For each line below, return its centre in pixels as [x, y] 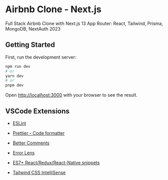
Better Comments [31, 143]
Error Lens [24, 153]
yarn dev [14, 76]
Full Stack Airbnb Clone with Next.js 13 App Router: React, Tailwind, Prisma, [84, 23]
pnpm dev [14, 85]
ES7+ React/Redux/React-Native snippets [56, 162]
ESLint [19, 123]
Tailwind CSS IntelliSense [39, 172]
